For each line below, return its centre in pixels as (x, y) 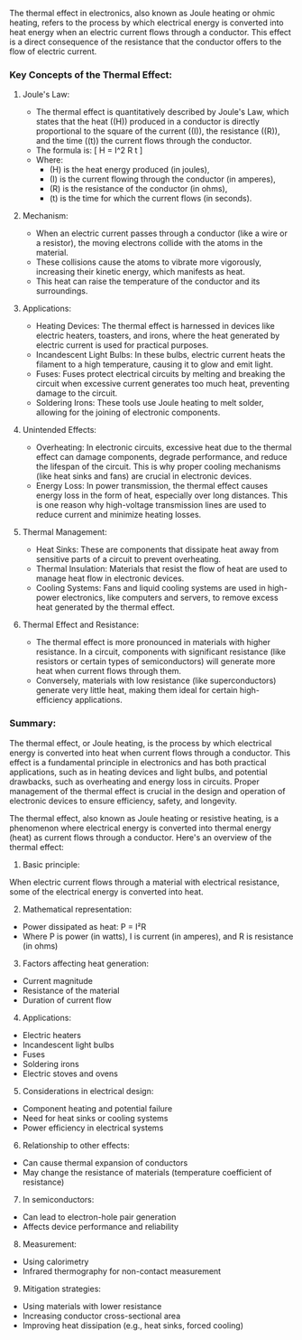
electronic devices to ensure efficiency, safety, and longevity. (123, 801)
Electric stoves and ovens (70, 1073)
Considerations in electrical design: (88, 1091)
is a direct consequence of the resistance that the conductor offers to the (146, 42)
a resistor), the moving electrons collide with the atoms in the (149, 243)
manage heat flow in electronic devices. (110, 578)
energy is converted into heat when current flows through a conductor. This (150, 753)
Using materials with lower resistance (92, 1306)
